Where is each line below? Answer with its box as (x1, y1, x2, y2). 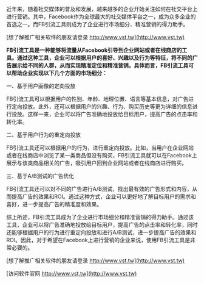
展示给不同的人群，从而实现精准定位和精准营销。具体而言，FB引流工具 (11, 62, 189, 69)
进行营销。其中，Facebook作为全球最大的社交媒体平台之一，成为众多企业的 (6, 13, 196, 20)
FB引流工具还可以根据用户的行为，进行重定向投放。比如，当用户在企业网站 (6, 144, 194, 151)
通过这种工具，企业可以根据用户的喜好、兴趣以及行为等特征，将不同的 (16, 54, 192, 61)
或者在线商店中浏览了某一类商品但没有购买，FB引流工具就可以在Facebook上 (6, 152, 197, 159)
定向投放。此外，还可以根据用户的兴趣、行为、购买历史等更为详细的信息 (11, 103, 192, 110)
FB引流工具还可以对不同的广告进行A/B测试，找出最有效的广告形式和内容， (6, 185, 192, 192)
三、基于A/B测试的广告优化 (6, 173, 75, 179)
